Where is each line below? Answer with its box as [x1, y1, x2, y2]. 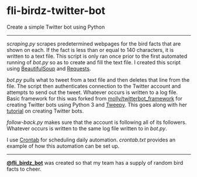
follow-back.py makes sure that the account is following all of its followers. [6, 119, 187, 126]
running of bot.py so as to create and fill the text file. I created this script [6, 58, 181, 65]
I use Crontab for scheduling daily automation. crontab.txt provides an [6, 136, 176, 143]
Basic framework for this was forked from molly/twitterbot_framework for [6, 95, 183, 102]
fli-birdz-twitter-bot [6, 4, 106, 18]
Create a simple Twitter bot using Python [6, 23, 105, 30]
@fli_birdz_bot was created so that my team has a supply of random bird [6, 159, 184, 166]
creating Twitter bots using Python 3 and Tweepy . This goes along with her [6, 101, 188, 108]
